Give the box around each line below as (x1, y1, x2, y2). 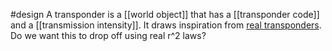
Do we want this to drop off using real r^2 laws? (10, 30, 207, 41)
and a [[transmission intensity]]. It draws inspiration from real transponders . (10, 19, 322, 31)
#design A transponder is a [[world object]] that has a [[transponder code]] (10, 9, 320, 20)
